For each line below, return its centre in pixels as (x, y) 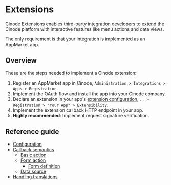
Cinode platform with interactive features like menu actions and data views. (85, 29)
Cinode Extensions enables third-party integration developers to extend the (85, 24)
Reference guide (32, 132)
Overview (21, 61)
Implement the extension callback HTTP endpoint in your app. (78, 110)
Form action (33, 160)
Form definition (44, 166)
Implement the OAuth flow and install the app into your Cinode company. (89, 94)
